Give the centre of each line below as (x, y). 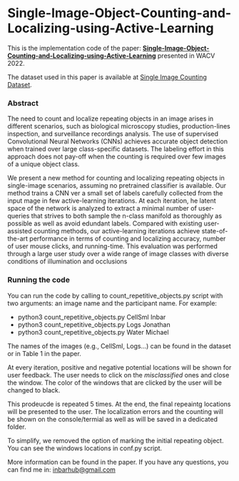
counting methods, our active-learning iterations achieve (117, 231)
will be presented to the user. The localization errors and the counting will (115, 411)
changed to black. (34, 390)
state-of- (215, 231)
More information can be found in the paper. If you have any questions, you (118, 462)
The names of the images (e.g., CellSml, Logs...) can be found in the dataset (119, 346)
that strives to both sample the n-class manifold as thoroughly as (127, 216)
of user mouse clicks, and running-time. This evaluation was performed (112, 246)
